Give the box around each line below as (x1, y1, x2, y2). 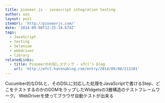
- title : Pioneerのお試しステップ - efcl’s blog (9, 62, 105, 67)
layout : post (5, 16, 32, 21)
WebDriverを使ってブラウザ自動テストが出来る (19, 93, 114, 99)
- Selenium (9, 44, 32, 49)
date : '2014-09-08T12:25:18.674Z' (5, 26, 76, 30)
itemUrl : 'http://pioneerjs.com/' (5, 21, 76, 26)
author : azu (5, 12, 30, 17)
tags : (5, 30, 16, 35)
